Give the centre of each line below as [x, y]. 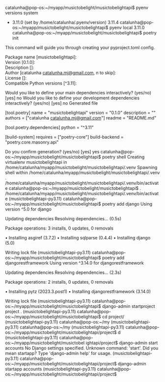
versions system [22, 13]
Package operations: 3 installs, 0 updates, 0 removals [59, 228]
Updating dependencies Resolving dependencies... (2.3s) [63, 272]
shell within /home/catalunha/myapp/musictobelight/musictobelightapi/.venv [82, 173]
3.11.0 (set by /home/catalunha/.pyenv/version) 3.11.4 [65, 22]
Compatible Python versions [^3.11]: [41, 83]
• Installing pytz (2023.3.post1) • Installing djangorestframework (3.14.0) [78, 292]
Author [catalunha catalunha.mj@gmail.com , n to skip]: [61, 73]
